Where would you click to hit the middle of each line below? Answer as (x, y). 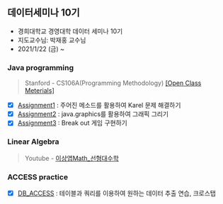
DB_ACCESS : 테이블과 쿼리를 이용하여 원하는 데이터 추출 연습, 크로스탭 (116, 193)
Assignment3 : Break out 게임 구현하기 (72, 123)
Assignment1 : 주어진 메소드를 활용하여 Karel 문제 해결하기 (99, 106)
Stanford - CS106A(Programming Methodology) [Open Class (113, 83)
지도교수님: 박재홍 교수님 (52, 40)
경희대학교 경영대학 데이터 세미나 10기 (70, 31)
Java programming (41, 67)
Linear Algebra (33, 142)
